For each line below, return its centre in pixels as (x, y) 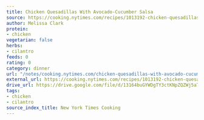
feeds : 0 (17, 57)
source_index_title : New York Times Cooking (63, 108)
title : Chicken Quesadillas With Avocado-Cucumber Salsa (80, 12)
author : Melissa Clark (35, 23)
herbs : (15, 46)
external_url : (24, 79)
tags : (13, 91)
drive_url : (20, 85)
